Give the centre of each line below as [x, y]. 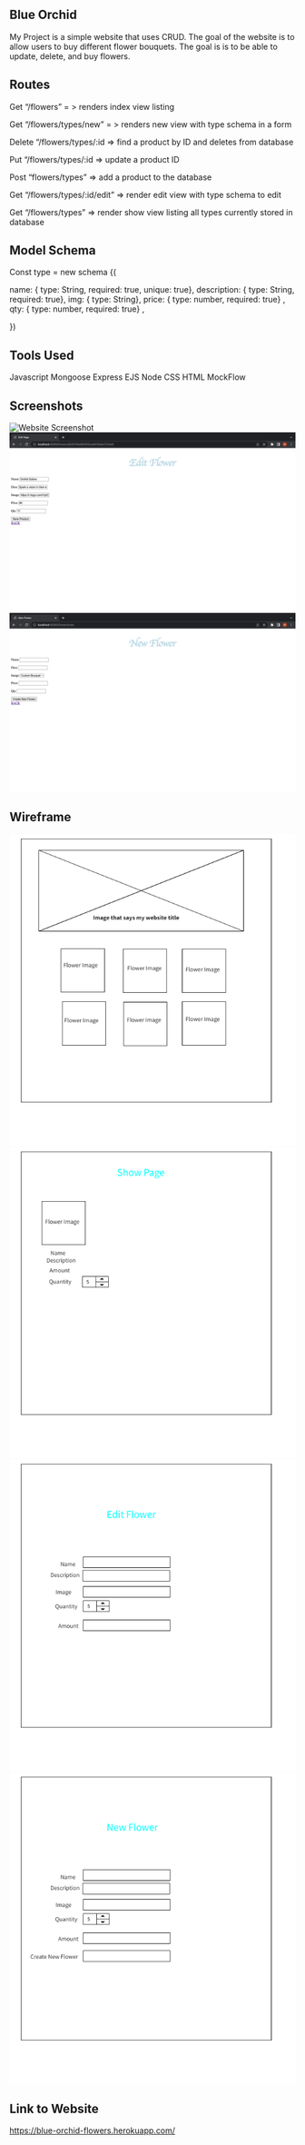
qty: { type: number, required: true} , [77, 309]
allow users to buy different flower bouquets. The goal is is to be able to [144, 46]
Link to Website [54, 2108]
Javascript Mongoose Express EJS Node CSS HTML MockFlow [128, 377]
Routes [30, 85]
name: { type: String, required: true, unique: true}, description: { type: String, [152, 290]
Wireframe [40, 817]
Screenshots [46, 406]
